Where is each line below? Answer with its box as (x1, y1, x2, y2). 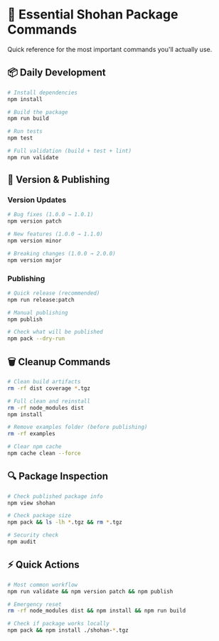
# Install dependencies (7, 89, 78, 96)
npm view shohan (7, 499, 55, 507)
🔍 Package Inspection (7, 470, 109, 482)
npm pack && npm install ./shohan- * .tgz (7, 627, 129, 634)
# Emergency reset (7, 600, 62, 608)
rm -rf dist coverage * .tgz (7, 384, 91, 392)
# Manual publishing (7, 309, 69, 316)
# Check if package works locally (7, 620, 110, 627)
